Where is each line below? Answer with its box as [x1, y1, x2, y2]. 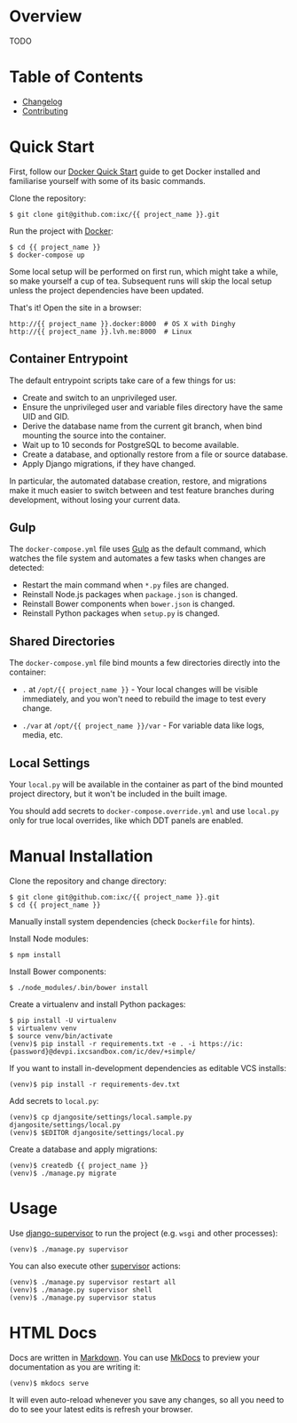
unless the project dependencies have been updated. [9, 284, 204, 295]
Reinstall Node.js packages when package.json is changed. [21, 589, 238, 600]
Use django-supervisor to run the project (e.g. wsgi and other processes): [9, 1227, 278, 1238]
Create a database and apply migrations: [9, 1144, 158, 1155]
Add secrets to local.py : [9, 1096, 99, 1106]
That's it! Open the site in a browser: [9, 302, 142, 313]
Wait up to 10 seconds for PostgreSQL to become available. [21, 439, 239, 450]
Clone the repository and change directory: [9, 875, 167, 886]
